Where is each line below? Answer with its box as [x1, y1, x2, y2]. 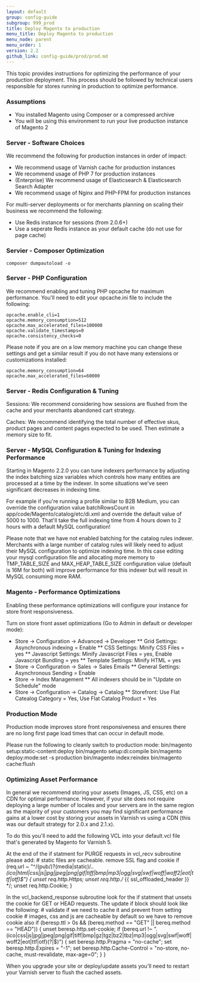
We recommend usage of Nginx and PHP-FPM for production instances [14, 189, 191, 196]
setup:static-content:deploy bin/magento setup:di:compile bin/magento [6, 748, 182, 754]
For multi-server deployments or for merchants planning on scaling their [6, 201, 184, 208]
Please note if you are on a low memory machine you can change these [6, 343, 182, 350]
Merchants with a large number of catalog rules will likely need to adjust [6, 541, 183, 548]
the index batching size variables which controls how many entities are [6, 474, 180, 481]
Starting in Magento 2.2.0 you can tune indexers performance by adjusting [6, 467, 190, 474]
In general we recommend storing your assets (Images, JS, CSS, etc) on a [6, 789, 188, 796]
